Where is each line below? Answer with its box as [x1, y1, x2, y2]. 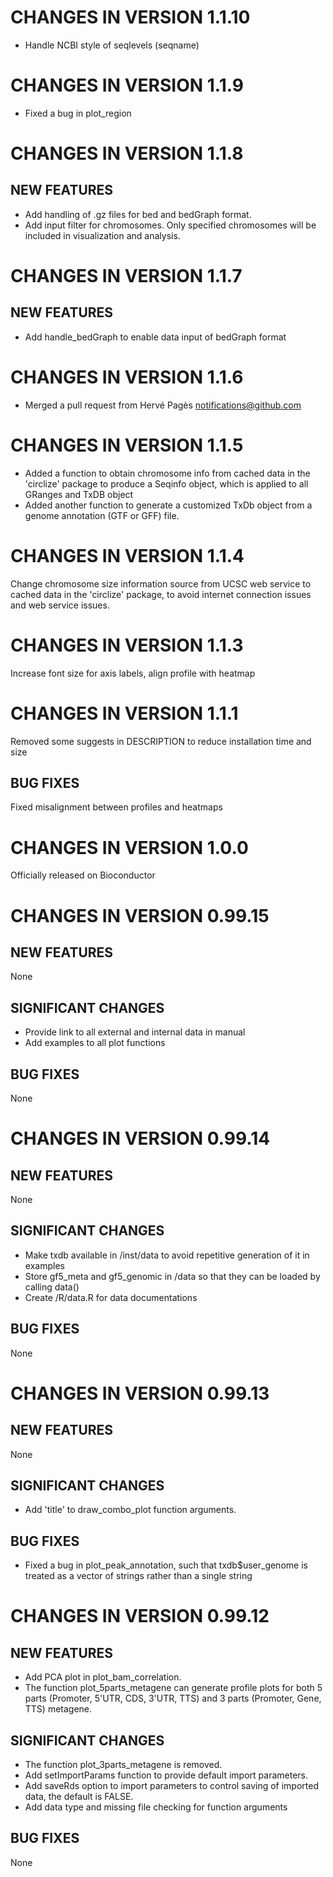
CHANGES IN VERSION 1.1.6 [10, 366, 244, 389]
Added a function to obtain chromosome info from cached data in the [24, 467, 311, 479]
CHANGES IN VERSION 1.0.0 [10, 836, 249, 859]
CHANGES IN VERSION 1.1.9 [10, 74, 244, 97]
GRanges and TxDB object [24, 488, 134, 500]
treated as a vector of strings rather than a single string [24, 1570, 253, 1582]
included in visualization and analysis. [24, 229, 181, 241]
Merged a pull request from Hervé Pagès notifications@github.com [24, 399, 302, 411]
